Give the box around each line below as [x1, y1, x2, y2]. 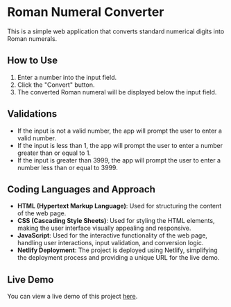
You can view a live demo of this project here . [7, 292, 138, 301]
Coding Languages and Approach [7, 183, 156, 195]
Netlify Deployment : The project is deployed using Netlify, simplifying [17, 246, 218, 254]
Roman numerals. [7, 34, 58, 42]
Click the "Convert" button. [17, 81, 95, 89]
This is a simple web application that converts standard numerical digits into [7, 27, 225, 35]
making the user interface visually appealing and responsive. [17, 224, 191, 233]
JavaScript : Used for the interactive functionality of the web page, [17, 231, 208, 240]
